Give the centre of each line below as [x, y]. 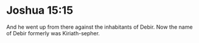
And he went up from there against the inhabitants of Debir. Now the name [100, 27]
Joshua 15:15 [40, 10]
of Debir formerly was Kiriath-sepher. [53, 33]
